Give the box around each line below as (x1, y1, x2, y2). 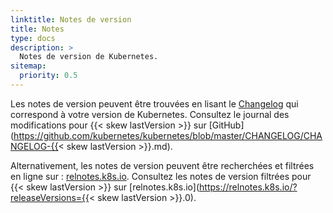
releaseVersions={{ (10, 191, 90, 203)
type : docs (10, 33, 56, 43)
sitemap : (10, 61, 47, 71)
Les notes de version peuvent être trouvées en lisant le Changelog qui (10, 97, 299, 110)
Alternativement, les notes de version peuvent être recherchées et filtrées (10, 159, 315, 171)
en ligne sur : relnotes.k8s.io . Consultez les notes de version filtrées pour (10, 170, 312, 182)
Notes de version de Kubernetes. (19, 52, 159, 62)
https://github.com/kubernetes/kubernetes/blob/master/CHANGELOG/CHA (13, 129, 323, 141)
